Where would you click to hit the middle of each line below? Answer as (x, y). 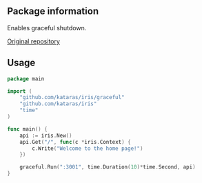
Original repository (34, 41)
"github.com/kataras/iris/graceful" (72, 98)
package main (26, 78)
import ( (20, 91)
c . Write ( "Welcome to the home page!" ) (88, 148)
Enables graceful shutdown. (47, 28)
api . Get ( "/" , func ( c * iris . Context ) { (75, 142)
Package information (53, 11)
